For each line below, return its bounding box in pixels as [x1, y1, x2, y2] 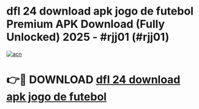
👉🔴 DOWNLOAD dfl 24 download [6, 73, 181, 86]
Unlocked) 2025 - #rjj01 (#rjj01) [6, 30, 170, 44]
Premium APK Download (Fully [6, 17, 165, 31]
